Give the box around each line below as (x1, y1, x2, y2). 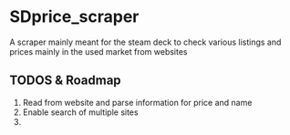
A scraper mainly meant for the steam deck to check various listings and (9, 36, 282, 47)
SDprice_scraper (9, 6, 140, 27)
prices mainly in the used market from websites (9, 46, 188, 57)
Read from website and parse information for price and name (22, 97, 253, 108)
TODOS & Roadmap (9, 73, 121, 88)
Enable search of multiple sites (22, 107, 139, 118)
